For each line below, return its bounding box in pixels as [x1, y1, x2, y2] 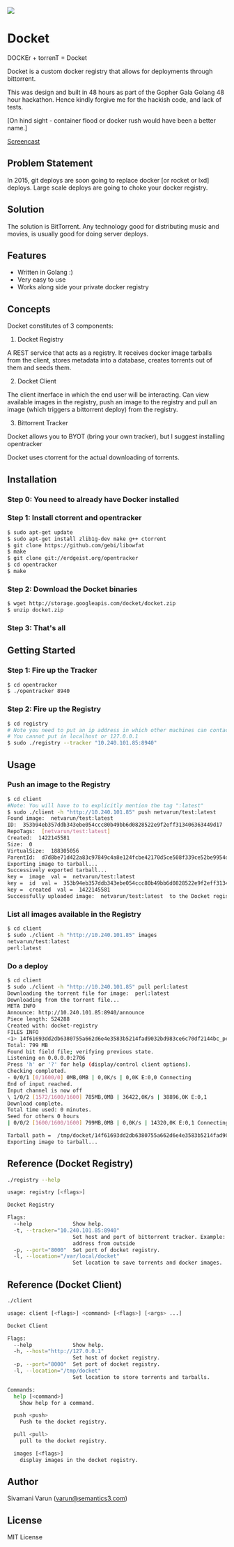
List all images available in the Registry [7, 909, 141, 919]
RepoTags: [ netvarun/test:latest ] [7, 828, 111, 835]
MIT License [7, 1533, 43, 1541]
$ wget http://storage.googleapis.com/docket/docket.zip [7, 600, 176, 607]
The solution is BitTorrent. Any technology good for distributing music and [7, 222, 219, 230]
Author [7, 1476, 38, 1488]
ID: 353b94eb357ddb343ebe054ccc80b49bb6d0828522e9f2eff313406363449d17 [7, 821, 223, 829]
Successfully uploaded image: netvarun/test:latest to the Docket [7, 892, 210, 899]
